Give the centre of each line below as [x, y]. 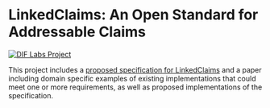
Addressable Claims [77, 32]
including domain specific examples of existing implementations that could [132, 78]
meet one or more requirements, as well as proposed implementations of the [135, 87]
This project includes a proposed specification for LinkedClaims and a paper [135, 69]
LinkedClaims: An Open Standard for [133, 15]
